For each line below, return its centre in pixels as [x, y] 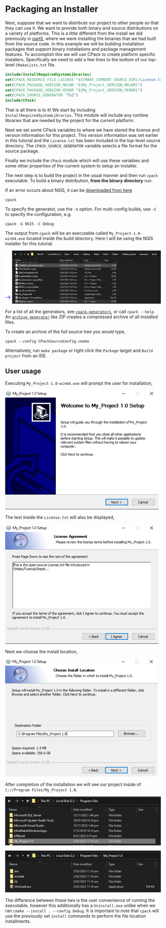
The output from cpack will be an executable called [57, 233]
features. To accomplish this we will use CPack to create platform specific [80, 54]
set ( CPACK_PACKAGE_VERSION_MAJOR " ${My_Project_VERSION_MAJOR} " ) [74, 85]
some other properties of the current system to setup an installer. [71, 166]
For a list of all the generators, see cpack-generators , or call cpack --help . [80, 311]
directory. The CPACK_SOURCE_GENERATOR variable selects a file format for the [81, 146]
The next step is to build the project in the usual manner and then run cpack [82, 175]
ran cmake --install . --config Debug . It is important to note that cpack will [82, 911]
